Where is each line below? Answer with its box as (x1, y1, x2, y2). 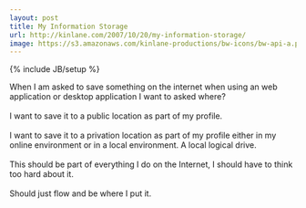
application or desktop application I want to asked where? (9, 91, 226, 102)
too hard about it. (9, 169, 75, 180)
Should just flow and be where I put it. (9, 188, 152, 199)
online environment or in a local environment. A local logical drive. (9, 140, 257, 151)
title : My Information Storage (9, 22, 128, 31)
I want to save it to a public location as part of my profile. (9, 110, 223, 121)
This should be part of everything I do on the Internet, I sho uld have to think (9, 159, 293, 170)
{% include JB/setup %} (9, 64, 100, 75)
